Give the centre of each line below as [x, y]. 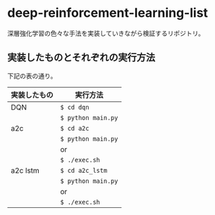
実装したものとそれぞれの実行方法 [81, 58]
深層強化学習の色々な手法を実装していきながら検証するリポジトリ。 [106, 33]
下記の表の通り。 [32, 76]
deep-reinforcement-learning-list [108, 13]
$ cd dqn [75, 107]
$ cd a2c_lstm [84, 170]
